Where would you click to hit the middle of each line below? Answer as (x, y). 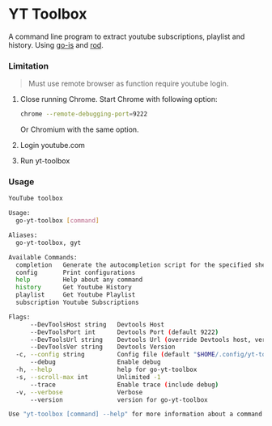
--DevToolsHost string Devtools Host (97, 324)
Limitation (29, 65)
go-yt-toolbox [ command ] (57, 221)
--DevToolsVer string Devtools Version (102, 347)
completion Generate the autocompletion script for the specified (134, 265)
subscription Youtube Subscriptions (77, 303)
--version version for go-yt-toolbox (119, 400)
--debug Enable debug (95, 362)
